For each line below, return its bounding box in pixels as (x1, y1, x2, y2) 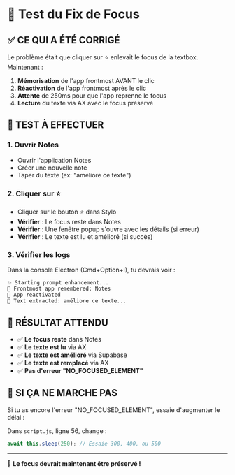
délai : (7, 413, 25, 421)
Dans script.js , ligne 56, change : (7, 426, 107, 435)
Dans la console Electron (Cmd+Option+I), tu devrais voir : (7, 265, 176, 275)
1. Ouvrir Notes (7, 140, 59, 149)
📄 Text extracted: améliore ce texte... (7, 298, 127, 305)
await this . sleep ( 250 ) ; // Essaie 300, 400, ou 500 (7, 440, 161, 447)
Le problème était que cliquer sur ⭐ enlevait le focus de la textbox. (7, 53, 199, 61)
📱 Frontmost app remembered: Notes (7, 286, 111, 293)
